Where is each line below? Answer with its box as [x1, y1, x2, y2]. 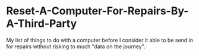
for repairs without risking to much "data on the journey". [6, 43, 146, 50]
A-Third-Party [6, 17, 77, 30]
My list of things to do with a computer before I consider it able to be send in [6, 36, 193, 43]
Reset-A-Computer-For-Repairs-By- [6, 4, 189, 18]
